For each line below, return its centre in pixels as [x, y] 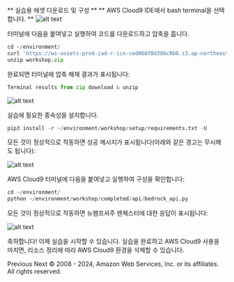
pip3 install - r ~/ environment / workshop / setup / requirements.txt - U [107, 128]
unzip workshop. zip [36, 60]
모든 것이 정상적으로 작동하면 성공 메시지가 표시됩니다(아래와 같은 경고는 [105, 142]
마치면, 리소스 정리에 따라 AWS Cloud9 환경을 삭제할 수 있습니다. [96, 250]
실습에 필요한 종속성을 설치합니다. [53, 115]
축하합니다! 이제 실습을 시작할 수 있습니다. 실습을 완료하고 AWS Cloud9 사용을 [114, 242]
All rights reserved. [34, 272]
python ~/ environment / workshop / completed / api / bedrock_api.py [98, 199]
